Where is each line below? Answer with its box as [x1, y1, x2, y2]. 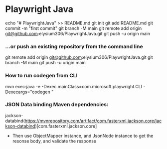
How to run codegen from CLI [5, 72, 78, 79]
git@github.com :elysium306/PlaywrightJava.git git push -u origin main [5, 30, 151, 36]
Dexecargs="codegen [5, 89, 51, 95]
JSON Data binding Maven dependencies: [5, 101, 109, 108]
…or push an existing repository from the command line [5, 43, 143, 50]
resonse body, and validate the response [12, 138, 96, 144]
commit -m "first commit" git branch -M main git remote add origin [5, 25, 142, 31]
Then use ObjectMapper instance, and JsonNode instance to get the [12, 133, 154, 139]
